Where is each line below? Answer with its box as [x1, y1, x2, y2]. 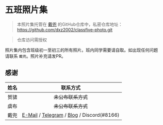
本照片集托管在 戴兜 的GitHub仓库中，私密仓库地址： [16, 21, 123, 27]
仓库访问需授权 [16, 37, 47, 43]
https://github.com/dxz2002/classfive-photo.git [16, 27, 113, 32]
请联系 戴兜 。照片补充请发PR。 [5, 53, 66, 59]
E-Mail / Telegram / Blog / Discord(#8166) [22, 111, 120, 118]
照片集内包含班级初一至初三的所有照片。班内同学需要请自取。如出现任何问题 [5, 47, 158, 53]
